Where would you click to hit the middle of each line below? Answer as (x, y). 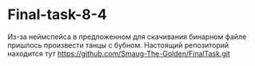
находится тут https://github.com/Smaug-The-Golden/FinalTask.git (119, 53)
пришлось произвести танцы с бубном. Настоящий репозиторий (118, 45)
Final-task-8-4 (57, 15)
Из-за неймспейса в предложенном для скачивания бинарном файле (127, 37)
